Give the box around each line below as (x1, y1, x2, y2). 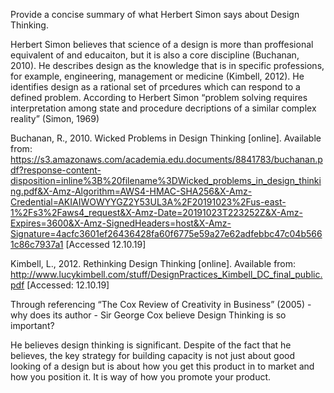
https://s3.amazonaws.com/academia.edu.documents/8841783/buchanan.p (10, 154, 323, 165)
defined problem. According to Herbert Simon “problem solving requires (10, 92, 308, 103)
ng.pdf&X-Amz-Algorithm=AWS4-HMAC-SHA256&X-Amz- (10, 185, 253, 197)
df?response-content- (10, 164, 102, 176)
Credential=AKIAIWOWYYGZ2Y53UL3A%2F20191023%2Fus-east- (10, 196, 287, 208)
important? (10, 320, 55, 331)
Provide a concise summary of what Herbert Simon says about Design (10, 9, 300, 20)
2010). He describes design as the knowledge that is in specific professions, (10, 60, 325, 71)
